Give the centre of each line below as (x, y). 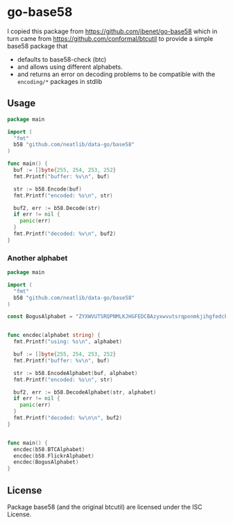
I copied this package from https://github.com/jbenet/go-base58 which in (112, 31)
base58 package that (37, 46)
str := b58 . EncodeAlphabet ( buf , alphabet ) (76, 373)
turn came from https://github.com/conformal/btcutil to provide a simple (110, 38)
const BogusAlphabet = (40, 317)
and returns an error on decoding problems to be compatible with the (116, 74)
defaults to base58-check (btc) (62, 59)
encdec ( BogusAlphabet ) (46, 462)
